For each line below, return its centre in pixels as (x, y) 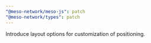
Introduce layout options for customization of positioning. (75, 34)
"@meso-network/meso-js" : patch (45, 11)
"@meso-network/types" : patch (43, 17)
